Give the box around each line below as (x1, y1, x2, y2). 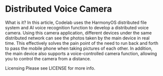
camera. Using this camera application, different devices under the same (5, 30, 152, 36)
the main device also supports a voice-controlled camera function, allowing (5, 50, 158, 57)
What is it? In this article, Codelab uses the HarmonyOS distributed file (5, 19, 147, 25)
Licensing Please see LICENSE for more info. (5, 65, 95, 71)
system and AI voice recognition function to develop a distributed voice (5, 24, 149, 30)
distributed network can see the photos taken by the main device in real (5, 35, 150, 41)
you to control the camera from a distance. (5, 56, 92, 61)
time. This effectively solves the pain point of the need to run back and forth (5, 40, 159, 46)
